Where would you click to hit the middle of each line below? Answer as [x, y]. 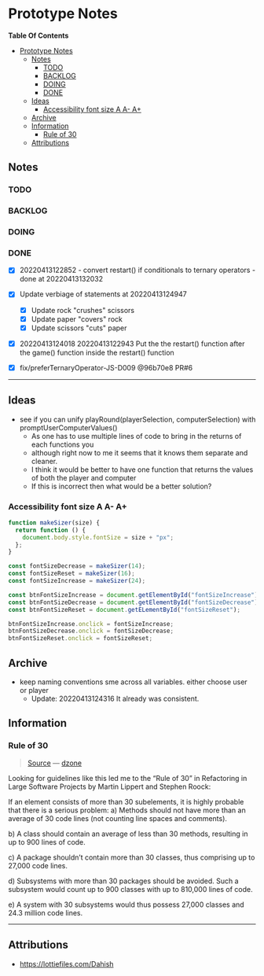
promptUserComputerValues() [68, 427]
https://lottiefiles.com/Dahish [66, 963]
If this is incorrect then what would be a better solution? [121, 486]
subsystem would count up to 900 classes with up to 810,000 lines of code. [130, 889]
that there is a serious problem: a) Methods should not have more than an [127, 810]
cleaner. [44, 461]
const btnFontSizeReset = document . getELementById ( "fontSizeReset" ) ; [125, 610]
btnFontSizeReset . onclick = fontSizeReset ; [81, 639]
